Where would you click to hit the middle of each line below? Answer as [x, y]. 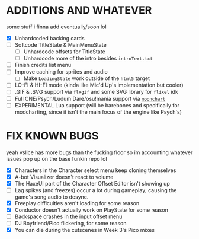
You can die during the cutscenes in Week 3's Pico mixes [85, 230]
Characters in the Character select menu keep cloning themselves [95, 170]
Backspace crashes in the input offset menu [68, 216]
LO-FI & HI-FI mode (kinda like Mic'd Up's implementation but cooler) [99, 85]
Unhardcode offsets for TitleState [64, 52]
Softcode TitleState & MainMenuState [60, 45]
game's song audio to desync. [52, 197]
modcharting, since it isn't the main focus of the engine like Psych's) [98, 112]
